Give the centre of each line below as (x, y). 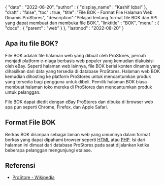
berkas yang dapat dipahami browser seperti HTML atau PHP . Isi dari (75, 140)
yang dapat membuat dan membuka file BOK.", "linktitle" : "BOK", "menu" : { (82, 23)
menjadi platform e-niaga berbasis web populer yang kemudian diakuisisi (79, 61)
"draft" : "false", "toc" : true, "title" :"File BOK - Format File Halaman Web (79, 12)
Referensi (20, 166)
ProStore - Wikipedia (33, 178)
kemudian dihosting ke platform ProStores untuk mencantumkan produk (78, 76)
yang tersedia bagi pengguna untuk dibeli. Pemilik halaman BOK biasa (76, 81)
